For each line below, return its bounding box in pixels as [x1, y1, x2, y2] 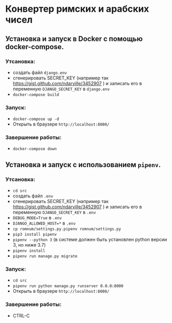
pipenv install [12, 248, 46, 254]
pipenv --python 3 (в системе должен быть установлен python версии [12, 236, 167, 243]
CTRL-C [12, 312, 30, 318]
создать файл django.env [12, 69, 67, 75]
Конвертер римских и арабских [5, 3, 149, 15]
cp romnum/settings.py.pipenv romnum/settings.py [12, 227, 122, 232]
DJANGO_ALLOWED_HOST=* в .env [12, 220, 76, 226]
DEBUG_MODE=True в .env [12, 215, 62, 221]
